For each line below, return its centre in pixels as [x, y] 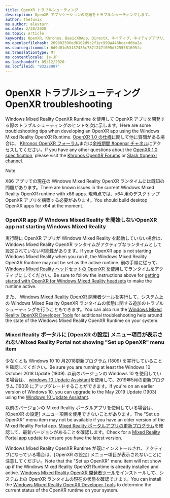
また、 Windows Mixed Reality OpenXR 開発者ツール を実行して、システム [82, 297]
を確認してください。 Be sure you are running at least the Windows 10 [78, 367]
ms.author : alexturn [27, 24]
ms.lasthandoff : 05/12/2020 [35, 62]
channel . [14, 161]
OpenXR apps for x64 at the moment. [44, 206]
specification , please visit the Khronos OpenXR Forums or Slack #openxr [81, 156]
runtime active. [21, 287]
